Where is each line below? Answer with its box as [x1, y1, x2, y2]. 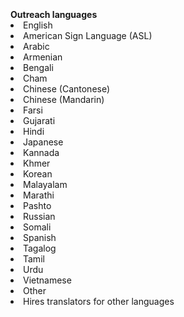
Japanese [23, 136, 64, 148]
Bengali [23, 62, 54, 73]
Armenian [23, 51, 63, 63]
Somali [23, 221, 52, 233]
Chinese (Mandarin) [23, 94, 105, 105]
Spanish [23, 232, 57, 243]
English [23, 19, 53, 31]
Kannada [23, 147, 60, 158]
